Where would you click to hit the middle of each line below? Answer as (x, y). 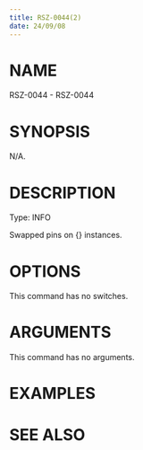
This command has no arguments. (72, 357)
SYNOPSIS (50, 132)
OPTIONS (45, 271)
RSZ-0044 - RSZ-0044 (52, 95)
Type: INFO (30, 217)
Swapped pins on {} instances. (66, 235)
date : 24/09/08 (38, 26)
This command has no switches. (69, 296)
